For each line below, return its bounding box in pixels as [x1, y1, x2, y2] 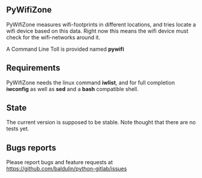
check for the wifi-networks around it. [6, 33, 101, 41]
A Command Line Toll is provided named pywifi [6, 45, 125, 52]
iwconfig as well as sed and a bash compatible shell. [6, 85, 139, 92]
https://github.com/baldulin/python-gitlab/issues [6, 165, 127, 173]
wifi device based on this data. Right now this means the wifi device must [6, 27, 189, 34]
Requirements [6, 63, 60, 73]
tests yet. [6, 125, 30, 132]
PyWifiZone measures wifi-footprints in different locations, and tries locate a [6, 21, 196, 28]
